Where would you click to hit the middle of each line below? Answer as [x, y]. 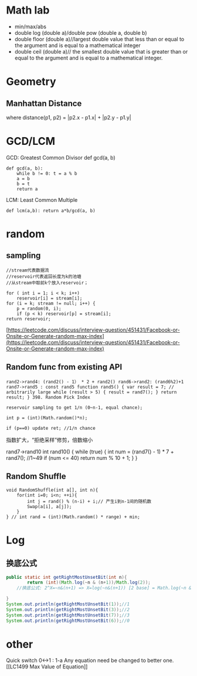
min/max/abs [30, 26]
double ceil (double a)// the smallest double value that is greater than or [101, 51]
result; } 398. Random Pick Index [48, 397]
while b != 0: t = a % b [47, 173]
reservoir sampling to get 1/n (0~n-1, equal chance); [74, 407]
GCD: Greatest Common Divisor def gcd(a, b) [61, 157]
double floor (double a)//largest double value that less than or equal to [99, 39]
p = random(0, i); [39, 309]
